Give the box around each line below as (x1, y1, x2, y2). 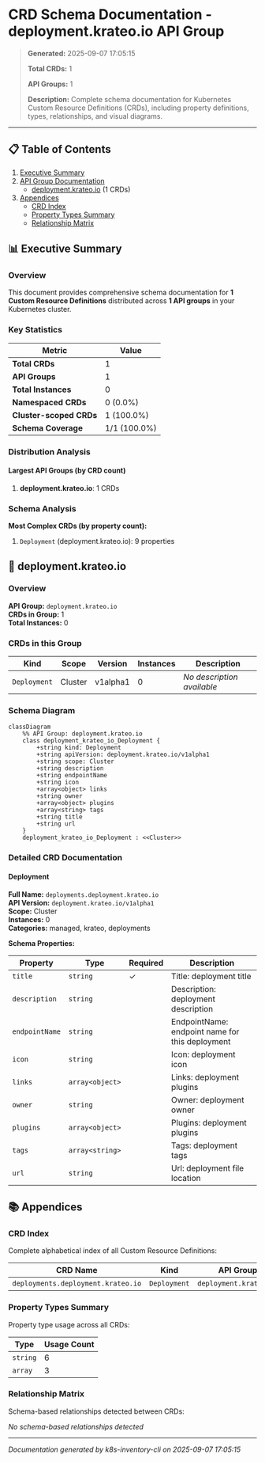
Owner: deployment (170, 1094, 244, 1105)
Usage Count (44, 1339, 95, 1350)
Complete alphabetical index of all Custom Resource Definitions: (8, 1246, 217, 1255)
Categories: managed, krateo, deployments (8, 923, 151, 932)
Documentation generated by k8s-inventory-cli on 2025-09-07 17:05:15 (8, 1445, 241, 1454)
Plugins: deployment (170, 1117, 247, 1128)
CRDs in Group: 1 (8, 609, 65, 619)
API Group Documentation (19, 176, 105, 185)
